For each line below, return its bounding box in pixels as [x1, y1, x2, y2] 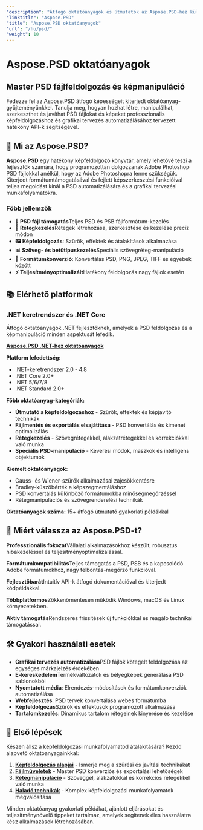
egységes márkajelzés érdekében [14, 664, 100, 672]
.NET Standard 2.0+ [14, 385, 65, 392]
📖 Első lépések [6, 727, 62, 737]
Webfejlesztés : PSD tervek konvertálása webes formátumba [14, 697, 166, 704]
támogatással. [6, 621, 42, 628]
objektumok [14, 453, 45, 461]
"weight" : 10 [6, 31, 39, 38]
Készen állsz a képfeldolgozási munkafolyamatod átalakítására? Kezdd [6, 743, 182, 751]
